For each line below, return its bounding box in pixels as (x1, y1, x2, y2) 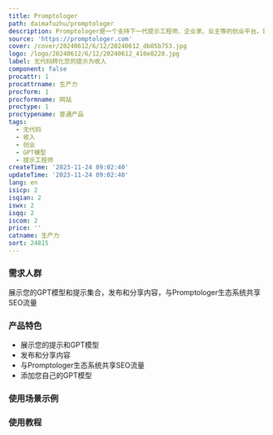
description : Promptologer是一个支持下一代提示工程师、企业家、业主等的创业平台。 (8, 27, 263, 35)
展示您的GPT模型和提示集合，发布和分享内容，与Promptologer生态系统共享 (8, 288, 262, 297)
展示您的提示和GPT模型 (19, 340, 100, 350)
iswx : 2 (8, 201, 35, 209)
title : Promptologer (8, 11, 79, 20)
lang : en (8, 178, 38, 187)
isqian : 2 (8, 193, 42, 202)
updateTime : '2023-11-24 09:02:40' (8, 171, 129, 179)
